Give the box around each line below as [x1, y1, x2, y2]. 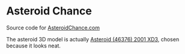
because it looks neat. [6, 42, 61, 49]
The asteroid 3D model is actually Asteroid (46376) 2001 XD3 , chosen [6, 35, 180, 43]
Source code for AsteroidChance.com [6, 24, 100, 31]
